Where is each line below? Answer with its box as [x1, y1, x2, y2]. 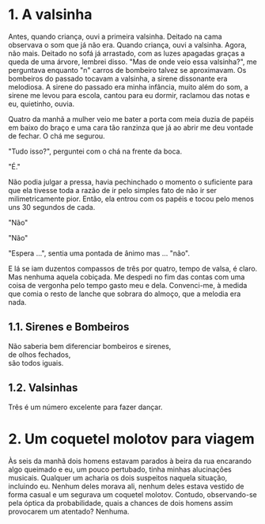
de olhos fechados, [8, 350, 71, 359]
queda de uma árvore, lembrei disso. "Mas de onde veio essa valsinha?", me [8, 57, 257, 66]
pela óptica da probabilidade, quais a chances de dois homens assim [8, 498, 233, 507]
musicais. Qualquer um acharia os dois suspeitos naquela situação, [8, 473, 228, 482]
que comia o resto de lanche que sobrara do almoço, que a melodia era [8, 289, 241, 298]
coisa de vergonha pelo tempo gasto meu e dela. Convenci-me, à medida [8, 280, 248, 290]
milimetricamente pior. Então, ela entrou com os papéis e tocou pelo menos [8, 194, 255, 203]
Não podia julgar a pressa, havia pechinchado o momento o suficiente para [8, 177, 253, 187]
